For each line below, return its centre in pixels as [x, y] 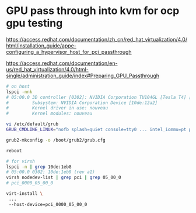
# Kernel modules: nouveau [49, 114]
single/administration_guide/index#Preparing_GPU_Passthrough [83, 75]
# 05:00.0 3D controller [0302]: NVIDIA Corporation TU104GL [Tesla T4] [96, 97]
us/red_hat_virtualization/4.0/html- [47, 69]
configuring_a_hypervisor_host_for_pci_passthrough [69, 51]
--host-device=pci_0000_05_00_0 [48, 204]
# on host [18, 86]
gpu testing [34, 23]
